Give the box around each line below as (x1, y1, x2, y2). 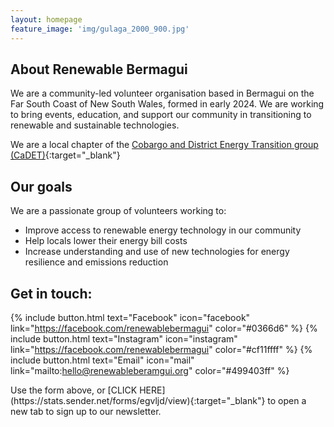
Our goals (10, 178, 73, 195)
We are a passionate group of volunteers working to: (10, 205, 227, 217)
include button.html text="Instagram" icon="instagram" (10, 332, 238, 345)
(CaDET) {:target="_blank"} (10, 149, 121, 161)
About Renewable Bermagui (10, 61, 188, 78)
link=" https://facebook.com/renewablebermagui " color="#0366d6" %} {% (10, 322, 318, 334)
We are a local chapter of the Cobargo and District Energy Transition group (10, 139, 319, 151)
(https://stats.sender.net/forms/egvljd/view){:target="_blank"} (10, 394, 266, 406)
